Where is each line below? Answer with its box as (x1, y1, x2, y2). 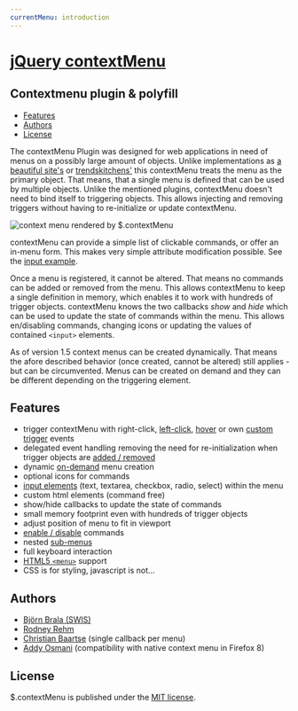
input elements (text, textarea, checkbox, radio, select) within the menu (22, 481, 284, 491)
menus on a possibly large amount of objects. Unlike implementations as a (10, 155, 282, 166)
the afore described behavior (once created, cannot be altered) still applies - (10, 355, 290, 366)
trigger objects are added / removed (22, 452, 156, 463)
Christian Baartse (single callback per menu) (22, 633, 186, 644)
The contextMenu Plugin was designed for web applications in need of (10, 145, 269, 156)
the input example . (10, 255, 78, 266)
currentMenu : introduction (10, 12, 110, 22)
